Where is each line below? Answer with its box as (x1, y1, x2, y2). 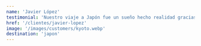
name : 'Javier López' (6, 8, 60, 15)
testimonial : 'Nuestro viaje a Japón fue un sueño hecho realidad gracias (6, 14, 197, 20)
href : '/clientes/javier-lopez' (6, 20, 87, 26)
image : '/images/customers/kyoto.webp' (6, 25, 106, 32)
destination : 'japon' (6, 31, 60, 37)
